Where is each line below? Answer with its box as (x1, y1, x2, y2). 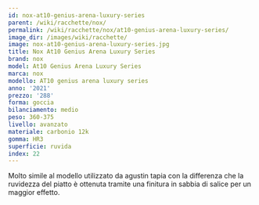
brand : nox (8, 56, 44, 63)
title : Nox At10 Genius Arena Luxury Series (8, 48, 156, 56)
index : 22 (8, 149, 41, 157)
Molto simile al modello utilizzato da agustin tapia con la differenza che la (8, 171, 244, 181)
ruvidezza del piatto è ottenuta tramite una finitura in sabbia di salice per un (8, 179, 252, 189)
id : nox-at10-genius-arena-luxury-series (8, 11, 146, 20)
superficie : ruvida (8, 142, 72, 150)
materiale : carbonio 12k (8, 128, 89, 135)
